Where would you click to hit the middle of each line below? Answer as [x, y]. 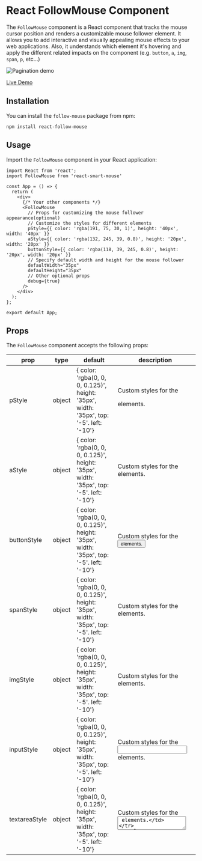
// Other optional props [59, 276]
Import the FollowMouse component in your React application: [82, 159]
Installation [28, 101]
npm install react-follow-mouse [47, 127]
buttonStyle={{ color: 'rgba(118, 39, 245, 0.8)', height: [103, 249]
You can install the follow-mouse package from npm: [71, 115]
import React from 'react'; [41, 171]
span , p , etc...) [23, 59]
